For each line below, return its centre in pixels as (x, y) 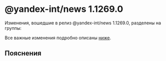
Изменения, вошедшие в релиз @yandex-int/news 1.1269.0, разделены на (83, 23)
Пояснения (23, 53)
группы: (13, 28)
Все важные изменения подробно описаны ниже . (58, 38)
